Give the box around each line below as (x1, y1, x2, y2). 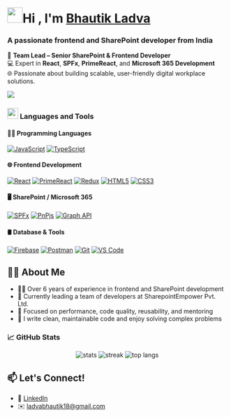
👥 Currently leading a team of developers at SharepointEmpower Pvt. (17, 292, 216, 301)
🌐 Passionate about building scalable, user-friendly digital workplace (7, 69, 206, 78)
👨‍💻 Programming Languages (7, 129, 92, 137)
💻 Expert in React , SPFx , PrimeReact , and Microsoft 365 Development (7, 59, 215, 68)
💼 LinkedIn (17, 394, 48, 402)
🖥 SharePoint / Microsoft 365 (7, 193, 93, 202)
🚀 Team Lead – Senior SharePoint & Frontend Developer (7, 51, 171, 59)
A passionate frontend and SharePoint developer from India (7, 36, 213, 45)
